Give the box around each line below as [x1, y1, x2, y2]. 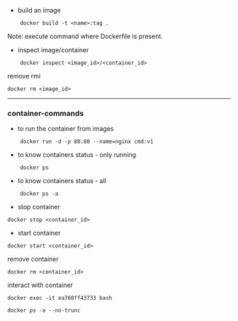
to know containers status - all [17, 177, 106, 185]
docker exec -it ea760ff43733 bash [7, 295, 113, 302]
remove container [7, 255, 59, 264]
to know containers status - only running [17, 151, 137, 159]
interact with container [7, 281, 73, 289]
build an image [17, 6, 62, 14]
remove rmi [7, 72, 41, 80]
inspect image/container [17, 46, 89, 54]
